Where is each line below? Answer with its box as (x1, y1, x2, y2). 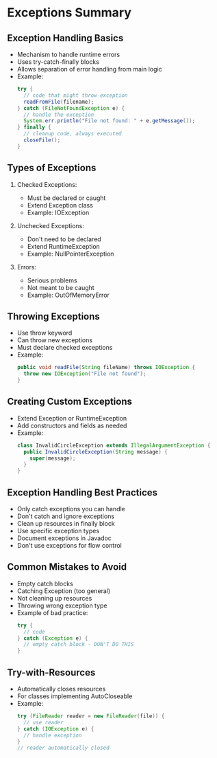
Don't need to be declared (27, 235, 101, 243)
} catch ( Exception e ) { (16, 634, 88, 642)
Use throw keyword (16, 328, 73, 337)
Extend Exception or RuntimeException (16, 414, 127, 422)
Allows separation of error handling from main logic (16, 65, 162, 73)
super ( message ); (29, 455, 76, 462)
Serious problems (27, 276, 77, 285)
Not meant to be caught (27, 283, 94, 291)
